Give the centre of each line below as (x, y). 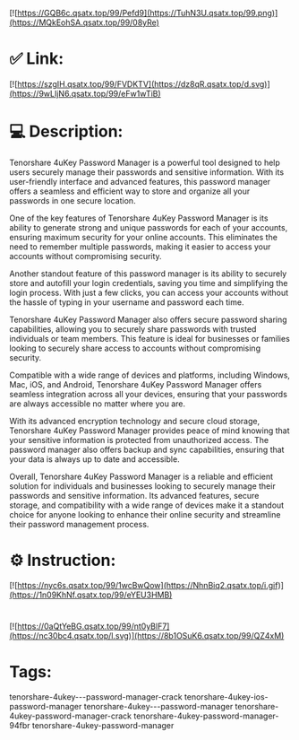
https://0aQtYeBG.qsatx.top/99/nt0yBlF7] (94, 626)
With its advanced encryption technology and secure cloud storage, (135, 421)
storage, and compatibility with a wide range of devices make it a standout (147, 505)
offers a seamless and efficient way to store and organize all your (130, 191)
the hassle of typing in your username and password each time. (127, 302)
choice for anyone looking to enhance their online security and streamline (145, 514)
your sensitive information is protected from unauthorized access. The (139, 440)
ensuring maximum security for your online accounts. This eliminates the (143, 237)
